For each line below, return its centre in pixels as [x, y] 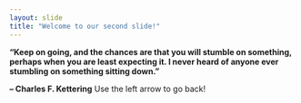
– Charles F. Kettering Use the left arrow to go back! [108, 89]
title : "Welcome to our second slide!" [85, 26]
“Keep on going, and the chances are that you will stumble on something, [151, 51]
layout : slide [36, 18]
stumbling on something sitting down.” [85, 71]
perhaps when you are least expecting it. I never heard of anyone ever [144, 61]
